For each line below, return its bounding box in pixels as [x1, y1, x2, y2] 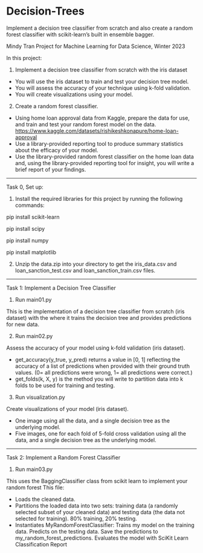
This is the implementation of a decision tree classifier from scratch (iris [6, 308, 185, 315]
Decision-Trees [6, 4, 85, 18]
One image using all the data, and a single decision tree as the [14, 417, 170, 424]
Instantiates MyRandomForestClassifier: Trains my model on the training [14, 521, 195, 529]
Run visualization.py [14, 393, 65, 401]
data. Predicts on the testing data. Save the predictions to [14, 528, 158, 535]
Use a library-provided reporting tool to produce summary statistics [14, 140, 184, 147]
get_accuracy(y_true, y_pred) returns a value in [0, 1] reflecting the [14, 356, 180, 363]
